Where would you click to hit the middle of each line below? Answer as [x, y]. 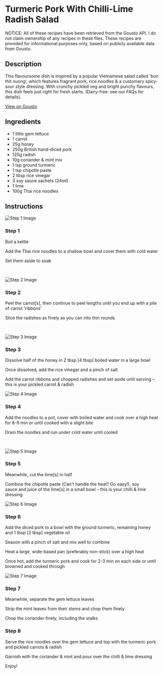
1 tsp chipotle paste [32, 170]
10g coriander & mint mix [37, 160]
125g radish [24, 154]
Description [23, 64]
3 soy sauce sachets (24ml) [40, 181]
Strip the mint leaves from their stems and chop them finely [65, 609]
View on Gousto [21, 106]
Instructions [24, 206]
